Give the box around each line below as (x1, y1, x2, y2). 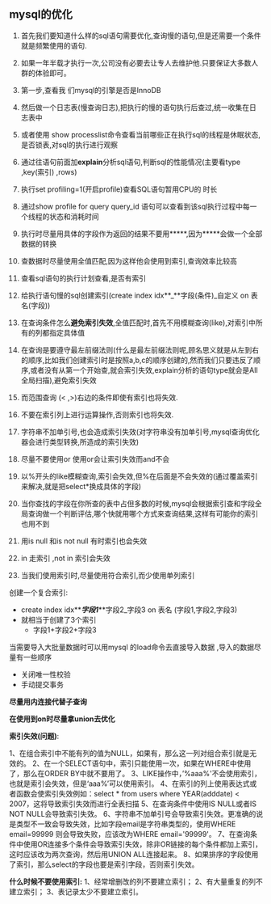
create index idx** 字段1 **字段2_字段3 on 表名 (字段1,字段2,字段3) (20, 605, 238, 615)
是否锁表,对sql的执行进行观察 (20, 140, 119, 150)
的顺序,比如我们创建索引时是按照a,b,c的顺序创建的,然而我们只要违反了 (20, 355, 254, 365)
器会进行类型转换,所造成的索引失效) (20, 437, 140, 446)
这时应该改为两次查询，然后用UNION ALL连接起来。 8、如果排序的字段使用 (9, 849, 259, 859)
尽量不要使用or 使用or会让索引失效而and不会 (20, 454, 170, 463)
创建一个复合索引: (9, 587, 69, 597)
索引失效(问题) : (9, 731, 60, 741)
